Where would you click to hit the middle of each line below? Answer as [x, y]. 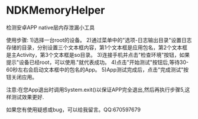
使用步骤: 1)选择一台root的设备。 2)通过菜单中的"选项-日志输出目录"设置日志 [99, 40]
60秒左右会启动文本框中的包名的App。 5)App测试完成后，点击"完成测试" [95, 69]
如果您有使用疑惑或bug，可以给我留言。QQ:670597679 [73, 110]
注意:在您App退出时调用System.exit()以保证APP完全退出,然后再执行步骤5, [95, 89]
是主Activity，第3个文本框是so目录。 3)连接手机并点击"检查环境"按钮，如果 [98, 54]
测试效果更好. [27, 97]
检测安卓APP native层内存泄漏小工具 [51, 27]
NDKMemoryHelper [56, 10]
